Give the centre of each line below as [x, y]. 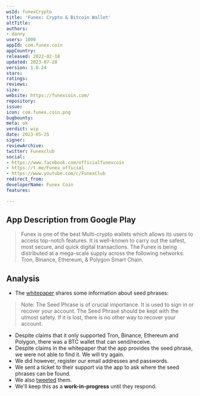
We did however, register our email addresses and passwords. [92, 361]
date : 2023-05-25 [28, 135]
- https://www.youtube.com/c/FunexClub [56, 174]
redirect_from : [25, 179]
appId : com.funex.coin [34, 46]
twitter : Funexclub [31, 151]
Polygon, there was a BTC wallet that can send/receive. [83, 342]
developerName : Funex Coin [40, 185]
